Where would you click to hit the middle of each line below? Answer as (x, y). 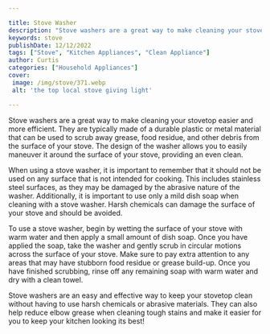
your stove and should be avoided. (65, 212)
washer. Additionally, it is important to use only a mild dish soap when (124, 196)
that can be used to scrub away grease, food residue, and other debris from (134, 137)
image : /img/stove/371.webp (59, 82)
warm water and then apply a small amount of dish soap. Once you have (128, 237)
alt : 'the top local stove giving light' (82, 90)
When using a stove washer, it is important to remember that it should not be (135, 170)
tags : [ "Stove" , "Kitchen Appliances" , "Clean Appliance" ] (109, 53)
